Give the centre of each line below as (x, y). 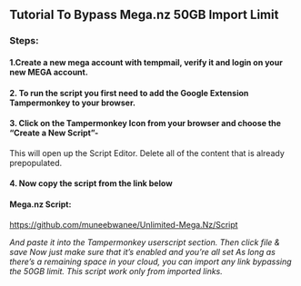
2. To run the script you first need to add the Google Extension (129, 93)
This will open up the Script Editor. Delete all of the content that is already (147, 153)
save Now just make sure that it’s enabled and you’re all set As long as (142, 251)
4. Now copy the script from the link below (91, 183)
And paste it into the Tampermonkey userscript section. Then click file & (145, 242)
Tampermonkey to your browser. (73, 103)
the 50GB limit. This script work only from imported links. (116, 271)
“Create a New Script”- (54, 133)
